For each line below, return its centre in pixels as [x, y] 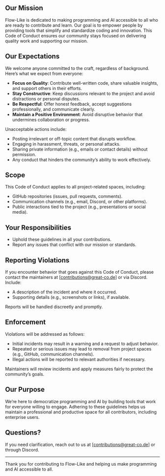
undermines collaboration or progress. [51, 120]
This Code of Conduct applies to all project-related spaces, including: [75, 187]
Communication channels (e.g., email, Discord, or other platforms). [80, 202]
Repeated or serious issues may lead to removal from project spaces [82, 349]
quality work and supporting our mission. [47, 41]
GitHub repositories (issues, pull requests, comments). [67, 196]
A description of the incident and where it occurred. [65, 292]
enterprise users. [22, 417]
